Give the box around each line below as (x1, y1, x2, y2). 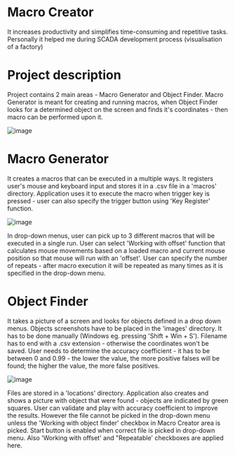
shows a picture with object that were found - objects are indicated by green (7, 396, 229, 404)
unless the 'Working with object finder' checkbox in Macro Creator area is (7, 418, 221, 427)
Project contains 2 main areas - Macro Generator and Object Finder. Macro (7, 90, 224, 98)
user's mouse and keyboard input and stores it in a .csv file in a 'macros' (7, 181, 217, 190)
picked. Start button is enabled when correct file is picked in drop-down (7, 426, 215, 435)
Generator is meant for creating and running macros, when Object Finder (7, 98, 218, 106)
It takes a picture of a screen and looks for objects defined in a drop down (7, 316, 221, 325)
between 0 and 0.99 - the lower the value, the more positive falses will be (7, 354, 220, 362)
